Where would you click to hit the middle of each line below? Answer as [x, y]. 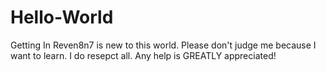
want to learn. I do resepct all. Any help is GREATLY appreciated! [143, 55]
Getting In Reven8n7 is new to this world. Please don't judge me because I [163, 45]
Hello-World [62, 17]
